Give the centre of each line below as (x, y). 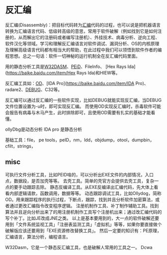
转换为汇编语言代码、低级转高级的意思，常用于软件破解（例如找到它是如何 (81, 31)
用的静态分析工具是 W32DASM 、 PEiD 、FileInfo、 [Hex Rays (66, 66)
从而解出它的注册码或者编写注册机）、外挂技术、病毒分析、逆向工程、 (89, 37)
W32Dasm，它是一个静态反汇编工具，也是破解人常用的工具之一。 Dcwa (79, 247)
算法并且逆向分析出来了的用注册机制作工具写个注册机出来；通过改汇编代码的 (83, 212)
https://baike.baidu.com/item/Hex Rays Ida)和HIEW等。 (63, 73)
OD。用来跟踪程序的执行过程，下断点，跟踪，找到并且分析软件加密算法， (80, 199)
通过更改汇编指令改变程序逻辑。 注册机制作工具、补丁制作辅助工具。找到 (84, 206)
